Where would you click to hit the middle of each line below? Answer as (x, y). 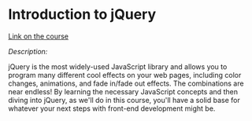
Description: (28, 51)
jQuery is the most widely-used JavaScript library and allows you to (118, 66)
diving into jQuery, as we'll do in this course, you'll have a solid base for (124, 100)
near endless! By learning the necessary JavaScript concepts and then (123, 91)
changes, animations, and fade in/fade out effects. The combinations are (126, 83)
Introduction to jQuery (82, 15)
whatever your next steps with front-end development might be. (112, 108)
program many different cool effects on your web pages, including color (125, 75)
